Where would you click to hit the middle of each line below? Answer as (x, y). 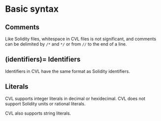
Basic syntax (32, 9)
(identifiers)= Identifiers (43, 60)
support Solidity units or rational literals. (45, 103)
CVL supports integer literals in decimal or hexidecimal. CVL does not (75, 98)
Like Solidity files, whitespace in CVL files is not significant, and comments (80, 39)
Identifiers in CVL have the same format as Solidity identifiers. (67, 71)
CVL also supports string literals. (38, 113)
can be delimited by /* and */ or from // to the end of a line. (66, 44)
